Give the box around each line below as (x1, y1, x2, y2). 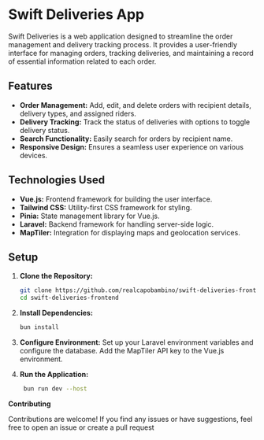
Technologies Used (8, 173, 105, 187)
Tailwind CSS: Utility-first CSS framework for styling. (19, 202, 192, 212)
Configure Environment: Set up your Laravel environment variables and (19, 338, 254, 347)
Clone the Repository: (19, 272, 93, 281)
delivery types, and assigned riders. (19, 109, 136, 118)
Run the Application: (19, 370, 89, 379)
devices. (19, 150, 48, 160)
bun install (19, 324, 59, 331)
